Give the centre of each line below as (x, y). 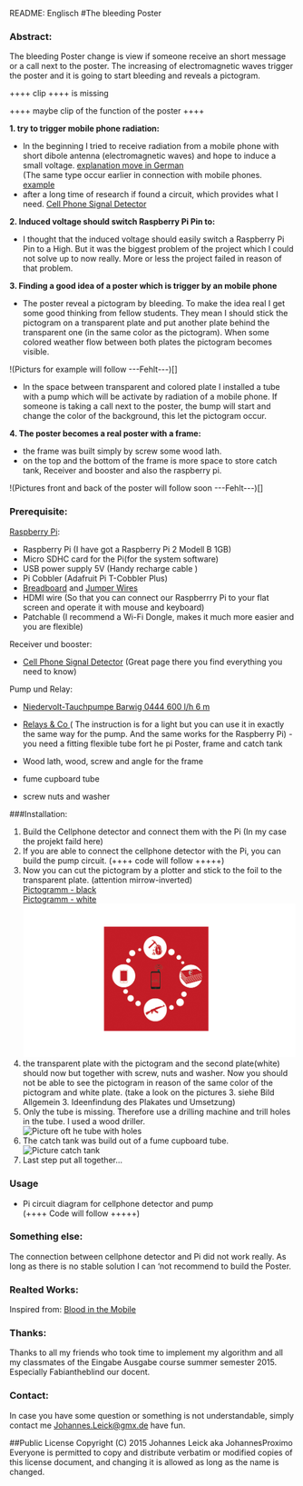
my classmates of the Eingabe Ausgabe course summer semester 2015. (143, 1362)
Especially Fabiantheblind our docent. (80, 1372)
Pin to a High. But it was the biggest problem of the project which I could (158, 249)
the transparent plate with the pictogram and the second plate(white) (151, 1063)
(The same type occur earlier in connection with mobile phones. (142, 175)
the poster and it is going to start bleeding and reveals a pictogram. (135, 75)
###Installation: (39, 813)
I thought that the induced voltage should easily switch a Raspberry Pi (153, 239)
